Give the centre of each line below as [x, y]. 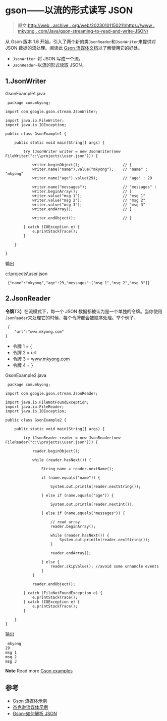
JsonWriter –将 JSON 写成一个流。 [48, 58]
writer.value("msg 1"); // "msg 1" [89, 196]
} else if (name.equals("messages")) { [83, 513]
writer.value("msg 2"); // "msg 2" [89, 200]
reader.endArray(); [71, 553]
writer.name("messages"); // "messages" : [94, 187]
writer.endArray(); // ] [82, 209]
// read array [65, 522]
